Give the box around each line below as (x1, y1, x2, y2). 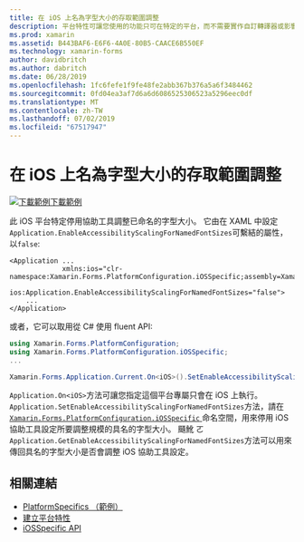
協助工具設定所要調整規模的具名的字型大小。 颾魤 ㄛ (9, 423, 204, 435)
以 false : (9, 237, 41, 249)
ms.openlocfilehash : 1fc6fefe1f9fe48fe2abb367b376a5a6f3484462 (9, 81, 253, 90)
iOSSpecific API (22, 523, 81, 534)
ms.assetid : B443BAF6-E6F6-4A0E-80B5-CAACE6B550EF (9, 38, 204, 48)
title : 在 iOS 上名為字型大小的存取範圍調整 (9, 13, 160, 23)
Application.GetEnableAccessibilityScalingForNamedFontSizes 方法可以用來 (9, 435, 292, 446)
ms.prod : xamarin (9, 30, 75, 39)
